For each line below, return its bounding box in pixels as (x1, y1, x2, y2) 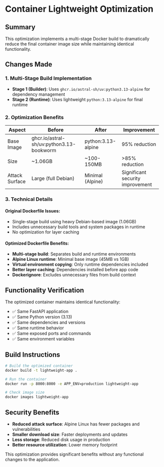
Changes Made (5, 60, 52, 69)
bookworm (31, 147, 57, 153)
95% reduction (122, 141, 156, 148)
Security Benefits (5, 408, 60, 416)
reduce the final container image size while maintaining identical (5, 41, 134, 47)
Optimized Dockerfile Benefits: (5, 240, 69, 246)
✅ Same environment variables (12, 336, 75, 342)
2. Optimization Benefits (5, 114, 64, 121)
